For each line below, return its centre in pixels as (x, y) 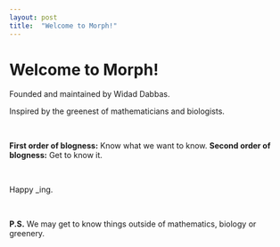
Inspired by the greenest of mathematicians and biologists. (117, 111)
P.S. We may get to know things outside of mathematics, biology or (133, 224)
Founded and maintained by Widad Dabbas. (90, 94)
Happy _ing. (31, 190)
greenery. (27, 234)
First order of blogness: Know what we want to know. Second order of (140, 146)
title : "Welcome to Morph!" (63, 26)
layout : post (33, 17)
